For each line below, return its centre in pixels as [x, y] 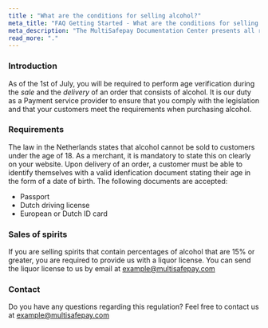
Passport [35, 196]
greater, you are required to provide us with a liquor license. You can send [130, 260]
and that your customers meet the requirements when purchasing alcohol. [130, 109]
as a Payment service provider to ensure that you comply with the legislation [134, 100]
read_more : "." [33, 38]
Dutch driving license [55, 205]
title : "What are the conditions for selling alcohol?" [105, 16]
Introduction [33, 66]
